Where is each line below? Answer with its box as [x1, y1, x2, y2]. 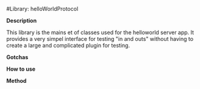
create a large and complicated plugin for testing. [6, 42, 130, 49]
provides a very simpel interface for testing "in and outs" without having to [6, 35, 194, 42]
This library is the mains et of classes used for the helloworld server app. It [6, 29, 194, 36]
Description [6, 17, 37, 24]
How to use [6, 65, 35, 73]
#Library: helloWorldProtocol [6, 5, 79, 12]
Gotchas [6, 54, 29, 60]
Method [6, 77, 27, 84]
